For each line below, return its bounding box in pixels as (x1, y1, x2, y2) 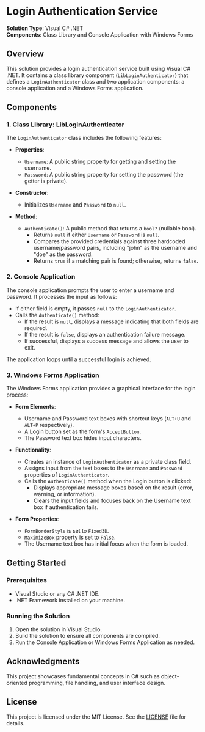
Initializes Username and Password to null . (24, 201, 126, 208)
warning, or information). (33, 491, 96, 498)
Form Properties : (15, 515, 59, 523)
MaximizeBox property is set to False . (24, 533, 116, 541)
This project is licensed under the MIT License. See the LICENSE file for (6, 713, 187, 720)
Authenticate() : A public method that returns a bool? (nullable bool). (24, 225, 196, 232)
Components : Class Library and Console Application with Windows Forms (6, 31, 193, 38)
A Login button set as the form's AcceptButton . (24, 428, 142, 435)
